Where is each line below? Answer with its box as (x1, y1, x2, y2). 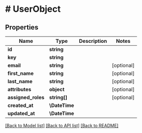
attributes (7, 86, 31, 93)
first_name (7, 70, 34, 77)
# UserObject (5, 3, 61, 15)
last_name (7, 78, 33, 85)
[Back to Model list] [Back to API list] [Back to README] (5, 123, 119, 129)
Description (79, 38, 107, 44)
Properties (5, 23, 39, 32)
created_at (7, 102, 34, 109)
